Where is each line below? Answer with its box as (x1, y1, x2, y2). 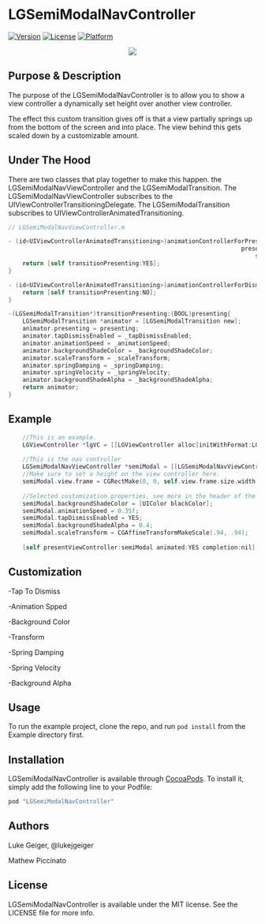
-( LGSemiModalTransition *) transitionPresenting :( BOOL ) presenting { (8, 310, 231, 318)
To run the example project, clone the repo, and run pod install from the (8, 722, 246, 731)
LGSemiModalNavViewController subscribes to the (8, 191, 174, 200)
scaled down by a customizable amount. (8, 130, 140, 140)
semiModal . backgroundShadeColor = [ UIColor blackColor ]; (22, 499, 214, 507)
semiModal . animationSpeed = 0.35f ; (22, 507, 140, 514)
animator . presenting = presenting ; (22, 325, 140, 333)
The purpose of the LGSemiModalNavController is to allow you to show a (8, 90, 245, 99)
